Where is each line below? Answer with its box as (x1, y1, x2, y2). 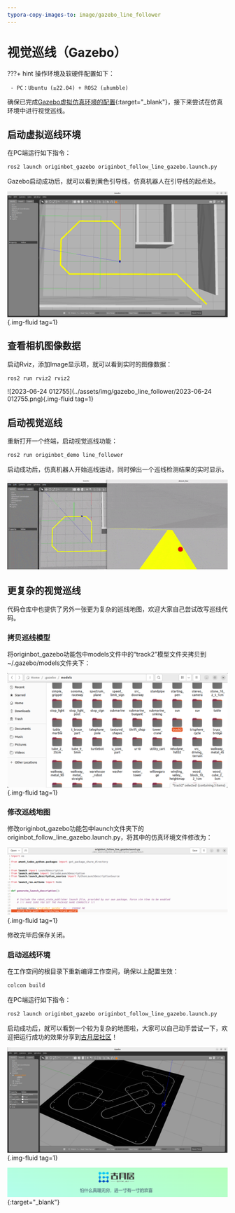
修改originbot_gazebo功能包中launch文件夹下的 (7, 824, 145, 833)
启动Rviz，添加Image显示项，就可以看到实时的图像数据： (7, 359, 173, 368)
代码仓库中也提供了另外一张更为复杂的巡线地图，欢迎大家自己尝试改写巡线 (7, 605, 222, 613)
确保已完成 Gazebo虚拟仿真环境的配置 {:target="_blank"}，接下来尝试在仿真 (7, 97, 223, 106)
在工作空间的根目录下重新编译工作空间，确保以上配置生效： (7, 967, 179, 975)
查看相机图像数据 (7, 340, 81, 352)
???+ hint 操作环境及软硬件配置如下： (7, 69, 115, 77)
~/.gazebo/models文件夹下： (7, 659, 91, 667)
